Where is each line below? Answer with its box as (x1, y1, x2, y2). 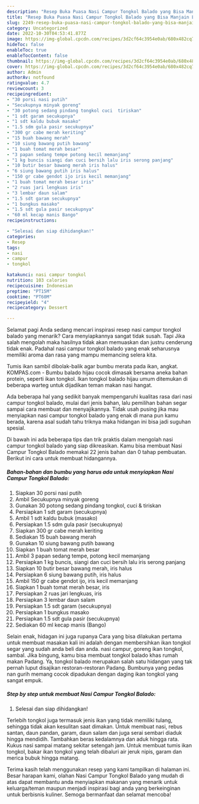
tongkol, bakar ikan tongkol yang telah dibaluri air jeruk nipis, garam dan (6, 748, 182, 756)
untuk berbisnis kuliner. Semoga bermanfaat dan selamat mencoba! (6, 791, 171, 798)
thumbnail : (6, 58, 34, 64)
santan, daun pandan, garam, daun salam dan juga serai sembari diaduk (6, 730, 182, 737)
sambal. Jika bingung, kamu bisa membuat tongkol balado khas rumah (6, 651, 178, 659)
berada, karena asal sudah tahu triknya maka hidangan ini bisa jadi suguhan (6, 418, 191, 426)
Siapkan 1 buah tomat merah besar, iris (15, 583, 110, 591)
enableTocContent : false (6, 53, 68, 59)
